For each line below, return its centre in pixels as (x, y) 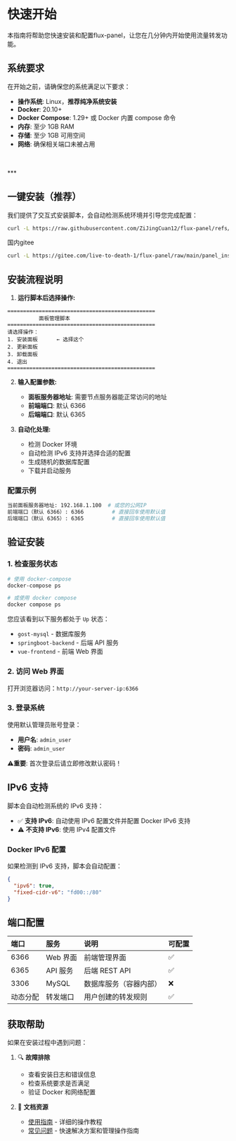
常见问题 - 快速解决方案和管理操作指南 (83, 1130)
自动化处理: (34, 430)
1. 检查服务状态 (33, 564)
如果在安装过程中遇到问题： (47, 1043)
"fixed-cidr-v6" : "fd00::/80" (58, 892)
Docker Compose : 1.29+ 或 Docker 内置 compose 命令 (97, 117)
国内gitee (21, 242)
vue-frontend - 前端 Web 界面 (60, 652)
